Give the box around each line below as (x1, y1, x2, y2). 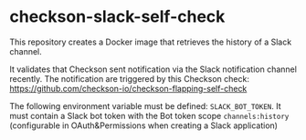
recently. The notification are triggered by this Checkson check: (9, 73, 249, 84)
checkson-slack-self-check (9, 6, 226, 27)
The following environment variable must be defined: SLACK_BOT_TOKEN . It (9, 100, 281, 111)
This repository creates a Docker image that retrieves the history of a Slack (9, 36, 292, 47)
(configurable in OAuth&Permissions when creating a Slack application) (9, 120, 279, 131)
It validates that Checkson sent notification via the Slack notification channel (9, 64, 297, 75)
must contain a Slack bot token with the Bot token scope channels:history (9, 110, 290, 121)
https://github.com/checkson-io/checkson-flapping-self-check (9, 83, 248, 94)
